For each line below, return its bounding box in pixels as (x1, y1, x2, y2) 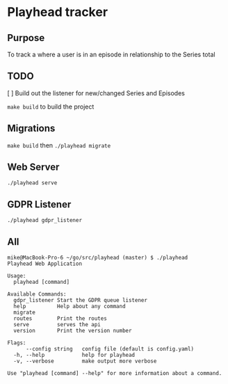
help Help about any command (13, 303, 127, 310)
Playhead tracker (7, 4, 108, 20)
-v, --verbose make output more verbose (13, 358, 157, 365)
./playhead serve (7, 179, 58, 186)
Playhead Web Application (7, 260, 82, 268)
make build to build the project (7, 102, 95, 111)
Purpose (7, 32, 45, 44)
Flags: (7, 339, 26, 346)
